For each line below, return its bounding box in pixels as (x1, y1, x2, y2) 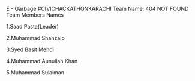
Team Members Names (6, 11, 64, 18)
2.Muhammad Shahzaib (6, 35, 65, 41)
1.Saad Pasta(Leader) (6, 23, 59, 30)
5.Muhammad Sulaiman (6, 69, 65, 76)
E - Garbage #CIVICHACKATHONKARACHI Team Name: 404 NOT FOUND (6, 5, 189, 12)
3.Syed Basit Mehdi (6, 46, 54, 53)
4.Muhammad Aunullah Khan (6, 58, 78, 64)
